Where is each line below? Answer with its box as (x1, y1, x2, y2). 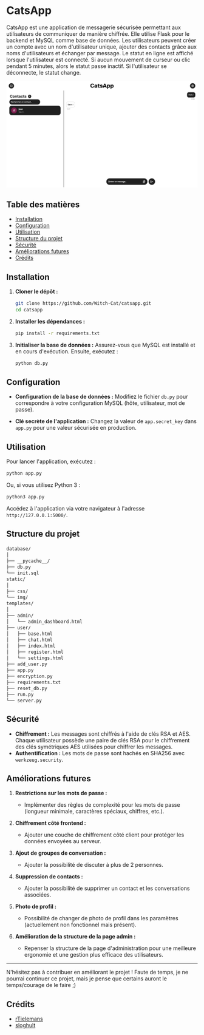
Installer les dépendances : (15, 317, 85, 325)
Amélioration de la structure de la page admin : (15, 933, 136, 940)
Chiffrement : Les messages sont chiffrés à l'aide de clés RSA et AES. (15, 730, 191, 738)
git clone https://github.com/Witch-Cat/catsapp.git (15, 300, 152, 307)
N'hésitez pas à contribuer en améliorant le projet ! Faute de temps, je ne (6, 969, 189, 976)
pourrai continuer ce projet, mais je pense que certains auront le (6, 975, 167, 982)
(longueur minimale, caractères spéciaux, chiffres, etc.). (24, 808, 165, 815)
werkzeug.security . (15, 756, 64, 763)
